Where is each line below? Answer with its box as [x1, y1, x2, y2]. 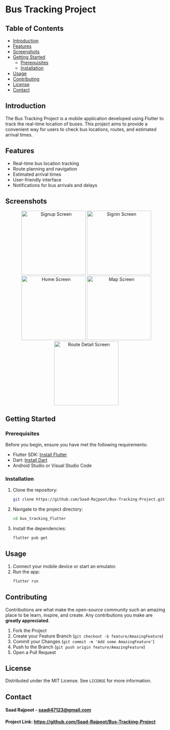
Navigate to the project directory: [12, 506, 83, 512]
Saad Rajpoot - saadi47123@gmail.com [5, 707, 91, 713]
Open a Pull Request [12, 649, 56, 656]
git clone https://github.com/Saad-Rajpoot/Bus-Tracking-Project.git [12, 497, 165, 502]
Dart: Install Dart [12, 457, 48, 463]
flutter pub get [12, 535, 48, 540]
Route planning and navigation [12, 165, 78, 172]
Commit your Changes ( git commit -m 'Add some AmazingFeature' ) [12, 638, 155, 644]
